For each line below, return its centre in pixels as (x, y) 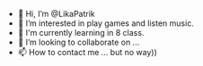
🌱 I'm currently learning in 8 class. (81, 33)
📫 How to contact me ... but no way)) (87, 52)
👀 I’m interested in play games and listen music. (106, 23)
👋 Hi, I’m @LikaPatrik (57, 14)
